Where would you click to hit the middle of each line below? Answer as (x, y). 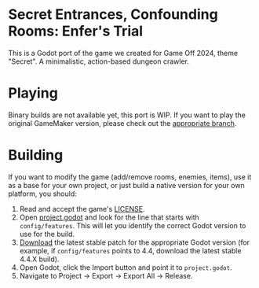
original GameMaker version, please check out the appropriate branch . (122, 123)
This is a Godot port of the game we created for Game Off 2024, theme (123, 53)
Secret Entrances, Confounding (113, 15)
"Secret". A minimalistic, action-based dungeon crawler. (99, 61)
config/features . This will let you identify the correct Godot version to (133, 225)
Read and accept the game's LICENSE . (82, 209)
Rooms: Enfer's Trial (76, 31)
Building (36, 155)
